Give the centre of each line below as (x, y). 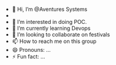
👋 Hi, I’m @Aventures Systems (50, 9)
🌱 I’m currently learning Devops (51, 28)
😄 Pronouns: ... (31, 50)
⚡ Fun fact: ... (28, 56)
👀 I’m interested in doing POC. (49, 22)
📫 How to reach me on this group (54, 41)
